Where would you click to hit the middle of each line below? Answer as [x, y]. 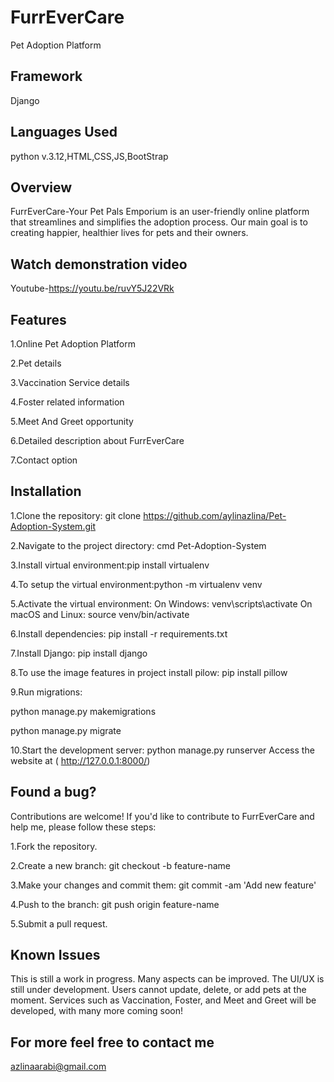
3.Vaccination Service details [70, 382]
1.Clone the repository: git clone [76, 515]
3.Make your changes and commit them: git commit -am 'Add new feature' [163, 885]
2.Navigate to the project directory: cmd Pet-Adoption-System [138, 545]
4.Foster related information [67, 402]
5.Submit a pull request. [59, 923]
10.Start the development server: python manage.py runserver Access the [162, 750]
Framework [46, 76]
